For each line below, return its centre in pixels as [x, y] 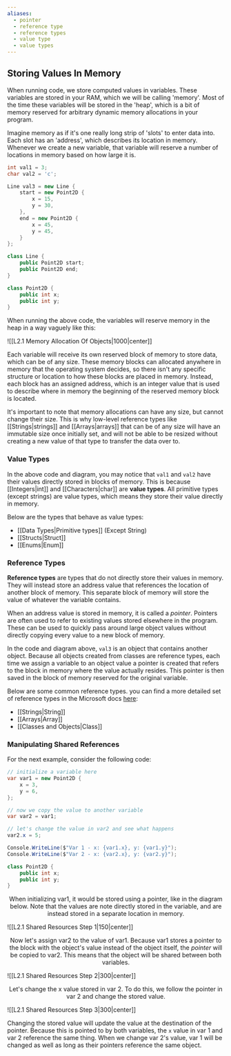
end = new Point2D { [49, 218]
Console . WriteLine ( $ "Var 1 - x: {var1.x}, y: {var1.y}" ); [92, 848]
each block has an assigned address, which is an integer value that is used [113, 384]
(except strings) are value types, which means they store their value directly [115, 496]
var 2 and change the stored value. [116, 997]
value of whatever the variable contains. [64, 599]
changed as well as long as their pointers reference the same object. [104, 1045]
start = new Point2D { [52, 193]
